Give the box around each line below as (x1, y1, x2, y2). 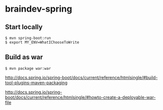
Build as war (5, 53, 43, 61)
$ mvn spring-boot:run (5, 36, 51, 40)
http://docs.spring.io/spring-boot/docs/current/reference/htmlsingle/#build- (5, 74, 158, 80)
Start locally (5, 23, 43, 31)
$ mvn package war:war (5, 66, 51, 71)
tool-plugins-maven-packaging (5, 79, 68, 86)
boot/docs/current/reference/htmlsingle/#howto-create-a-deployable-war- (5, 94, 156, 100)
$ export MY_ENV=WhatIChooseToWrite (5, 40, 79, 45)
